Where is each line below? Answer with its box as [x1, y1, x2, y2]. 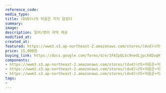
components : [5, 58, 30, 62]
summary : [5, 21, 23, 26]
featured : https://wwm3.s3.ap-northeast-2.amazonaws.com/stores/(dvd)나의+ [5, 44, 163, 49]
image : [5, 26, 19, 31]
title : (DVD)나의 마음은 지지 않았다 [5, 16, 73, 21]
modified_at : [5, 35, 32, 40]
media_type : [5, 12, 30, 17]
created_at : [5, 39, 30, 44]
